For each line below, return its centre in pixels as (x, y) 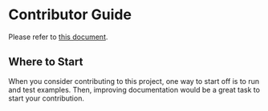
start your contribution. (46, 98)
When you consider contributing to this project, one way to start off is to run (134, 81)
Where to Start (46, 62)
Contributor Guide (70, 15)
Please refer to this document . (58, 37)
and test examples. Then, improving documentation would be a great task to (134, 89)
